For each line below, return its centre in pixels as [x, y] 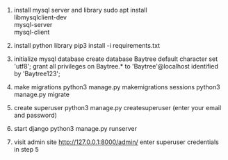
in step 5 [26, 149]
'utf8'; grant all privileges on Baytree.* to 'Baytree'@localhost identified [116, 66]
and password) [35, 115]
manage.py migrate [41, 94]
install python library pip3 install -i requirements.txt [87, 45]
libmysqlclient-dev [40, 17]
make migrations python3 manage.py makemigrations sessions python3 [117, 87]
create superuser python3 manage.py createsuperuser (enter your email [117, 108]
